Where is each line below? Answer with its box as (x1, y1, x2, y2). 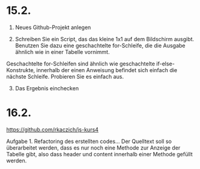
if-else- (156, 60, 175, 67)
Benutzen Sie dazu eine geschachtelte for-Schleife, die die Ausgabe (15, 42, 186, 49)
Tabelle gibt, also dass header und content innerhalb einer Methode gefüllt (6, 150, 193, 157)
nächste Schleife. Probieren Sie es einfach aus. (6, 73, 124, 80)
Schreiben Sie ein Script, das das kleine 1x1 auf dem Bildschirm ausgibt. (15, 35, 195, 42)
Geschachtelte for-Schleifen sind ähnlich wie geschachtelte (6, 60, 156, 67)
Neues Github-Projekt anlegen (15, 24, 92, 31)
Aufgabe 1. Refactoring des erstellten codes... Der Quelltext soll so (6, 138, 172, 145)
